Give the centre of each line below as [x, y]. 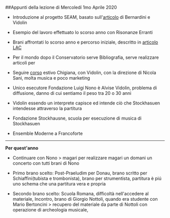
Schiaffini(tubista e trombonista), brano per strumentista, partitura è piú [87, 178]
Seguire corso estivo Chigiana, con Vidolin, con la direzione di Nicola [84, 72]
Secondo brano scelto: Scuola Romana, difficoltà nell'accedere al [81, 194]
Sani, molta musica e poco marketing [51, 78]
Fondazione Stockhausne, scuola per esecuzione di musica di [77, 118]
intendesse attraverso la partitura [47, 108]
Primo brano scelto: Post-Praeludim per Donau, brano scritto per [80, 173]
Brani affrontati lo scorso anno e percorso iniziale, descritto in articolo [85, 42]
